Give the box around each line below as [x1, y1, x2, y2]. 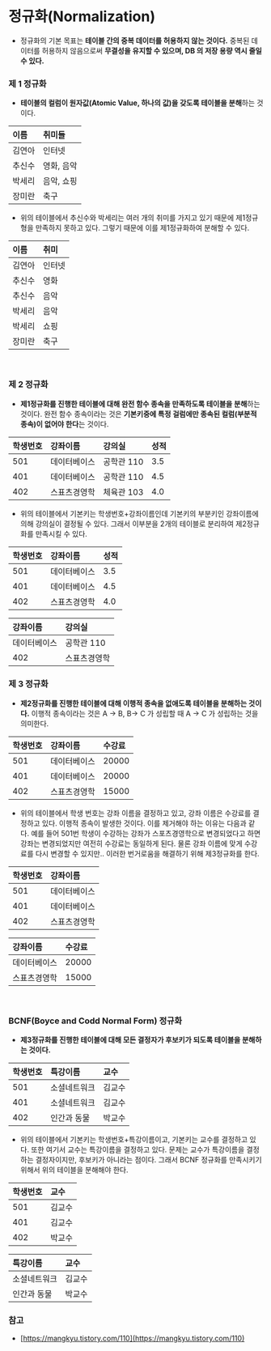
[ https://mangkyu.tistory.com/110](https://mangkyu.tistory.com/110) [19, 1333, 245, 1344]
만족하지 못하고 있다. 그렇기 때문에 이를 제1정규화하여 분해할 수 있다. [35, 223, 250, 233]
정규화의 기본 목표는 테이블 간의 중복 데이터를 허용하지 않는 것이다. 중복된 [19, 36, 250, 45]
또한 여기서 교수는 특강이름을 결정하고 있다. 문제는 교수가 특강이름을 [31, 1145, 245, 1154]
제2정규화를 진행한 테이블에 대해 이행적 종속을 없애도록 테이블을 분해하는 [19, 698, 248, 708]
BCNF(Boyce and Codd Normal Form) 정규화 [8, 1015, 183, 1026]
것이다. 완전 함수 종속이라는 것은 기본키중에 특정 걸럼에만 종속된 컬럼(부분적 [19, 409, 257, 418]
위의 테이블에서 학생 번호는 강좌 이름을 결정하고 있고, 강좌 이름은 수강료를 [19, 808, 252, 818]
